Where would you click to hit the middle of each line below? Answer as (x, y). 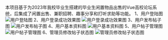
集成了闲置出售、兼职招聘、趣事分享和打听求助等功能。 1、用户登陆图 (91, 13)
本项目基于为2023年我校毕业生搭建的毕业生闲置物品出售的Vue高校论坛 (79, 7)
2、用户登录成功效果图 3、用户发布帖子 (98, 20)
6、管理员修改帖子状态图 (68, 32)
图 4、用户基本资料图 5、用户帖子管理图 (84, 26)
